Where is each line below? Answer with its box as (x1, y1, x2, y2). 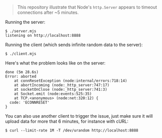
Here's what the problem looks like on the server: (5, 60, 106, 66)
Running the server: (5, 19, 46, 25)
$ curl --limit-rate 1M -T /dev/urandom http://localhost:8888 (5, 128, 139, 133)
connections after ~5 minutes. (17, 9, 79, 15)
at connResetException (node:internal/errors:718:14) (14, 78, 127, 83)
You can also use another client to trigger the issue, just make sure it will (5, 113, 153, 119)
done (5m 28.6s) (5, 69, 39, 74)
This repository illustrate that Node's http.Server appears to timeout (17, 4, 158, 10)
